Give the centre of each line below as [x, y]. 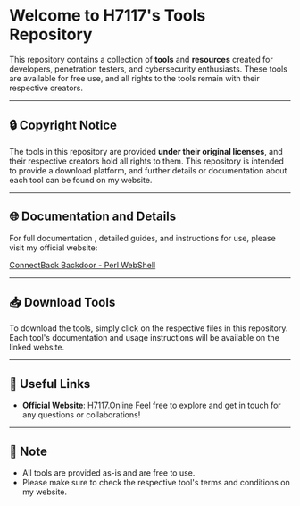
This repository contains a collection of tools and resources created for [142, 59]
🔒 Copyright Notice [63, 126]
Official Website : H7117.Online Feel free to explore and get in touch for [151, 405]
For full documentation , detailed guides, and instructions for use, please [143, 238]
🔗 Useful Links [50, 384]
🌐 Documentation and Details [93, 217]
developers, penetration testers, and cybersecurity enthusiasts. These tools [149, 69]
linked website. [37, 347]
